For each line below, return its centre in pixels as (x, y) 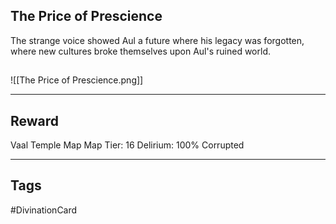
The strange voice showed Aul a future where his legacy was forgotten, (157, 40)
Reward (35, 120)
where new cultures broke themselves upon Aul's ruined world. (140, 51)
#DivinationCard (44, 210)
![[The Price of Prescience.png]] (77, 80)
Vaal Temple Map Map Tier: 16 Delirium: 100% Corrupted (127, 145)
